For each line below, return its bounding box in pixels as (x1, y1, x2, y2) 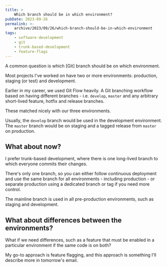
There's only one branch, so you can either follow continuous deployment (5, 171, 157, 177)
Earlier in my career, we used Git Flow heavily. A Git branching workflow (5, 87, 153, 93)
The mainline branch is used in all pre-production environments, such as (5, 196, 154, 202)
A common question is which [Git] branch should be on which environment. (5, 63, 161, 69)
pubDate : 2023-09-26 (5, 16, 48, 21)
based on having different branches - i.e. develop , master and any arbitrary (5, 93, 159, 99)
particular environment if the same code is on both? (5, 243, 111, 249)
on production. (5, 128, 36, 134)
